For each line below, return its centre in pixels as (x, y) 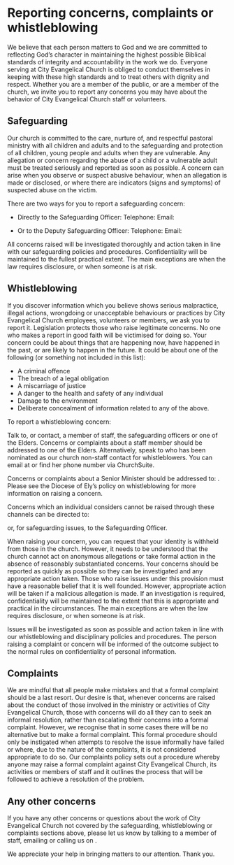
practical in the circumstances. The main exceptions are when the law (108, 608)
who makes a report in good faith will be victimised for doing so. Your (107, 335)
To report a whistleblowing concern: (59, 422)
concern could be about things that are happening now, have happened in (114, 342)
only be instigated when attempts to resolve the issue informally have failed (116, 742)
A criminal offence (44, 371)
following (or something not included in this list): (76, 357)
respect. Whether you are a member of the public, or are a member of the (113, 84)
